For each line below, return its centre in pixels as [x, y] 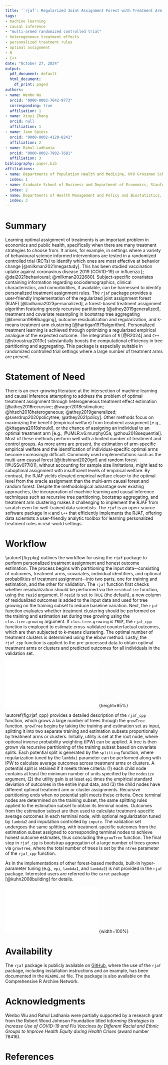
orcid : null [22, 122]
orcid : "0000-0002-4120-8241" [41, 137]
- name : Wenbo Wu [23, 95]
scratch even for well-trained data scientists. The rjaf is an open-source [80, 507]
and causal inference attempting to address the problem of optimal [74, 396]
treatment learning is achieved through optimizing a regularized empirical [81, 330]
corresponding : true [31, 106]
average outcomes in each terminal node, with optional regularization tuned [83, 816]
